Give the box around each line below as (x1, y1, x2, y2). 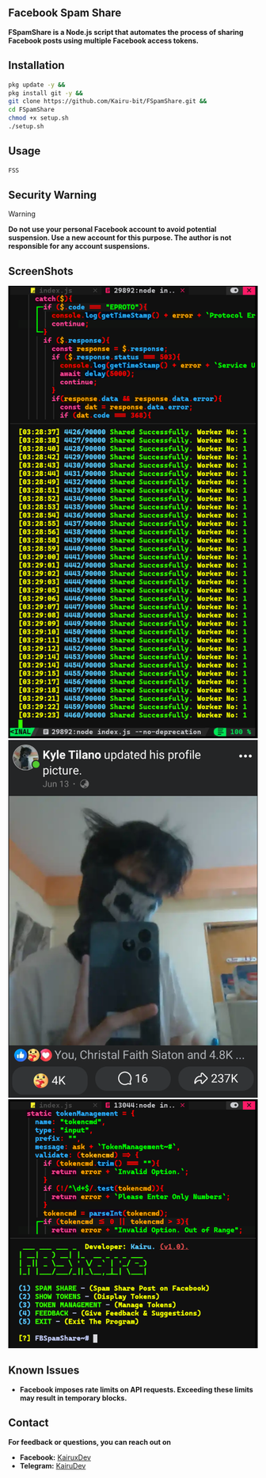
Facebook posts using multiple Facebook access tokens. (8, 36, 199, 45)
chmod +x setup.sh (8, 114, 69, 122)
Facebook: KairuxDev (19, 1453, 91, 1462)
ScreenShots (8, 265, 74, 278)
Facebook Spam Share (8, 6, 122, 20)
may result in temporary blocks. (19, 1393, 127, 1403)
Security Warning (8, 188, 97, 201)
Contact (8, 1416, 49, 1430)
